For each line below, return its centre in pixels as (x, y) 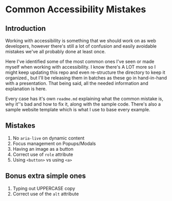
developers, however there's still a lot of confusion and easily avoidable (81, 46)
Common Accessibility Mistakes (76, 9)
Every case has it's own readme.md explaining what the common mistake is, (84, 99)
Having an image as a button (43, 149)
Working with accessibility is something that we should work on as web (81, 41)
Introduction (26, 28)
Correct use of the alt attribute (46, 194)
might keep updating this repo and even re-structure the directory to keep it (85, 72)
